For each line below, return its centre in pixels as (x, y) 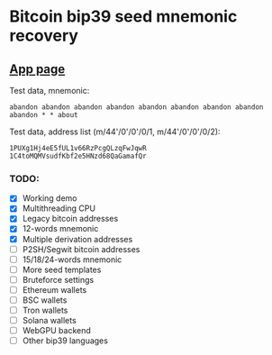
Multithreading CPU (59, 208)
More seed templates (62, 269)
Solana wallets (49, 321)
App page (37, 69)
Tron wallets (45, 310)
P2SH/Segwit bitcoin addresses (81, 249)
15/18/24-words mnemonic (72, 259)
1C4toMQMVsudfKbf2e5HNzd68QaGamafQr (78, 156)
